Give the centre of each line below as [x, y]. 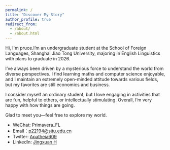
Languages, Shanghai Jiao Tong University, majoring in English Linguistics [83, 53]
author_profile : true [28, 19]
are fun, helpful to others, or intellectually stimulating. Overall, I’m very [79, 100]
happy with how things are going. [40, 105]
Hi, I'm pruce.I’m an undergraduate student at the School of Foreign [76, 48]
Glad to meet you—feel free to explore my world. [56, 115]
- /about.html [25, 33]
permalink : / [19, 10]
